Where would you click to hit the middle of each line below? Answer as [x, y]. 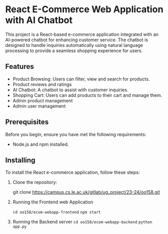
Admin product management [43, 100]
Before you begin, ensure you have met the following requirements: [76, 134]
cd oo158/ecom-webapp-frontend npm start [57, 213]
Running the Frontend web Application [53, 202]
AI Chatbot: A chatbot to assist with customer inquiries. [71, 90]
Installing [20, 160]
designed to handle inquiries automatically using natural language [74, 45]
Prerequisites [27, 122]
